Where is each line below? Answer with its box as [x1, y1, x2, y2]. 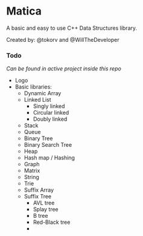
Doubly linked [33, 115, 68, 123]
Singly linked [33, 103, 65, 110]
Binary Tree [24, 135, 53, 142]
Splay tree [33, 206, 59, 213]
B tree [33, 212, 48, 220]
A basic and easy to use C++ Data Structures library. [6, 24, 138, 32]
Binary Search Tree [24, 141, 72, 149]
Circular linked [33, 109, 69, 116]
